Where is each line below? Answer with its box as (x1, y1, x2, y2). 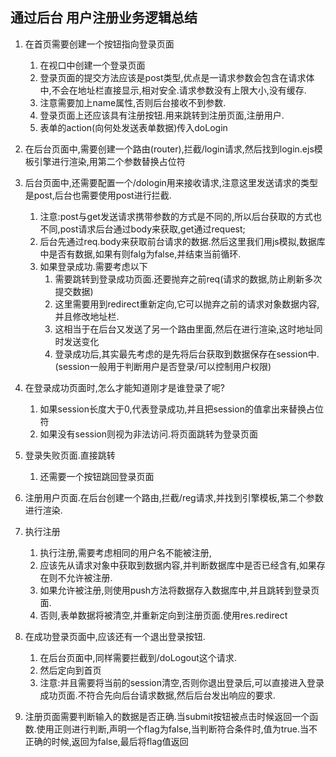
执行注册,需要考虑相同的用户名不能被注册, (39, 546, 212, 558)
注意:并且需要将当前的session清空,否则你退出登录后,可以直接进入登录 (39, 676, 325, 688)
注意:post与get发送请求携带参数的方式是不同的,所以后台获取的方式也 (39, 210, 322, 222)
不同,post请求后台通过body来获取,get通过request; (39, 223, 246, 235)
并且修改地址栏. (54, 310, 120, 322)
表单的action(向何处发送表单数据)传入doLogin (39, 121, 228, 133)
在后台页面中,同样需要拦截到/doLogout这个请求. (39, 651, 237, 663)
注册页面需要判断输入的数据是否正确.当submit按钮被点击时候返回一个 (24, 710, 310, 722)
